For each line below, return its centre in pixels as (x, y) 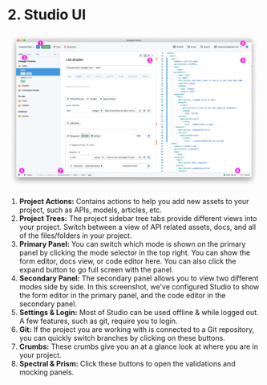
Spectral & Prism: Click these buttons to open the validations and (127, 363)
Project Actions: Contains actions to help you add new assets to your (134, 201)
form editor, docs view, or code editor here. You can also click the (127, 261)
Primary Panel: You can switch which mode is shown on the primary (132, 244)
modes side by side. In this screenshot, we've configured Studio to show (139, 286)
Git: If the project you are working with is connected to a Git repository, (136, 329)
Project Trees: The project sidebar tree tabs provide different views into (138, 218)
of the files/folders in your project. (75, 236)
